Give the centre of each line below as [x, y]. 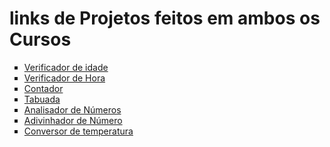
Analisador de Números [72, 109]
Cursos [40, 39]
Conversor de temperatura [78, 131]
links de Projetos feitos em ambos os [165, 18]
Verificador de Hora [64, 78]
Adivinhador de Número [73, 120]
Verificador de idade [66, 67]
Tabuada [42, 99]
